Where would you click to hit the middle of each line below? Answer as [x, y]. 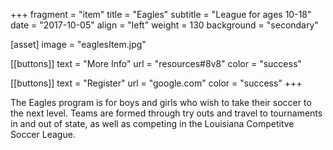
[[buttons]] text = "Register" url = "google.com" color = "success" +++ [156, 83]
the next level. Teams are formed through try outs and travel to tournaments [166, 113]
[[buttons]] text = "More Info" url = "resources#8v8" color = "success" [156, 63]
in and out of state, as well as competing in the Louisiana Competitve [152, 123]
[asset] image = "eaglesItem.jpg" [78, 44]
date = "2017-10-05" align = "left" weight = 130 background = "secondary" [164, 25]
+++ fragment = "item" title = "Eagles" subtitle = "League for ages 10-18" [161, 14]
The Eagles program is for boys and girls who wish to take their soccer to [161, 102]
